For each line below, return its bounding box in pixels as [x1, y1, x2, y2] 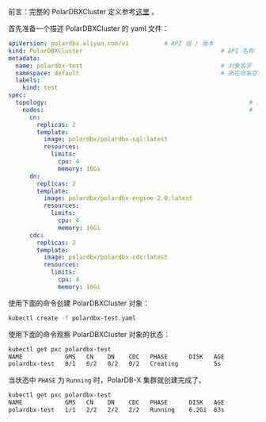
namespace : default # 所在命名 [15, 69, 252, 77]
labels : [15, 76, 41, 85]
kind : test [22, 84, 59, 92]
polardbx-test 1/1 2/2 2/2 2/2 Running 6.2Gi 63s [8, 406, 225, 414]
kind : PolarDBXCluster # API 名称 [8, 47, 255, 55]
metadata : [8, 54, 41, 62]
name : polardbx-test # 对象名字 [15, 62, 252, 70]
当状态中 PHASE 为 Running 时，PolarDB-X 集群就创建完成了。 [8, 375, 206, 385]
